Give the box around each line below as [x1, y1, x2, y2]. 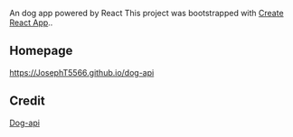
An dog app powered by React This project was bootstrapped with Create [9, 8, 284, 18]
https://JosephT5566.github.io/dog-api [9, 67, 155, 78]
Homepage [9, 43, 73, 59]
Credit [9, 94, 45, 109]
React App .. [9, 17, 53, 28]
